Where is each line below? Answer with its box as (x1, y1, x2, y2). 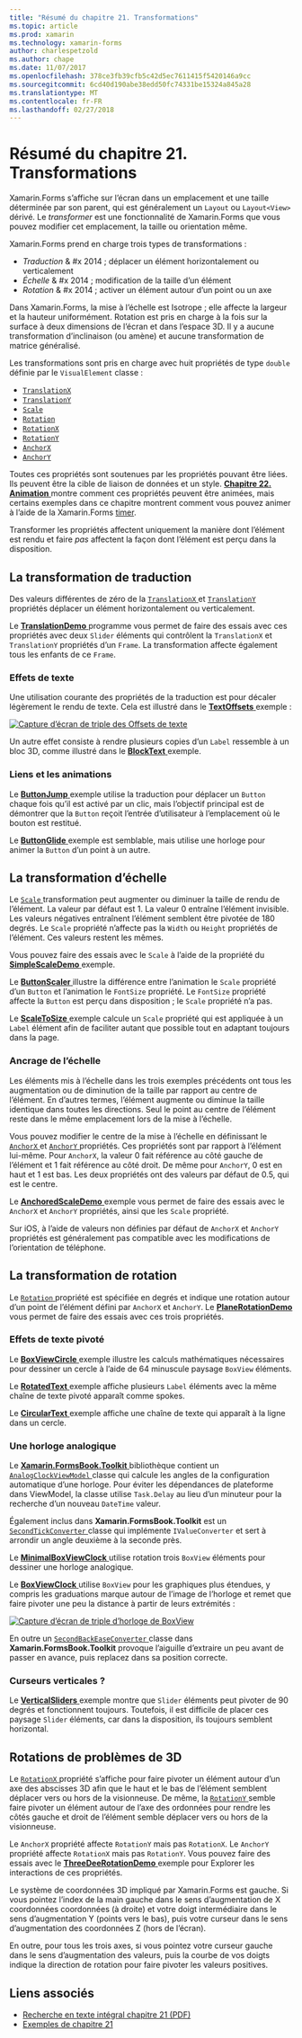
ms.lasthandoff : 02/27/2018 (9, 105, 115, 114)
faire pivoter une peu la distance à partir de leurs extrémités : (9, 1599, 235, 1609)
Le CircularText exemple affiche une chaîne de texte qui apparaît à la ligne (9, 1407, 286, 1418)
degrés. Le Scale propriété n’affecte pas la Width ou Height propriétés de (9, 923, 279, 934)
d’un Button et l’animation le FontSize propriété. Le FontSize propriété (9, 986, 267, 997)
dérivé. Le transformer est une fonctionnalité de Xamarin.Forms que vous (9, 212, 280, 223)
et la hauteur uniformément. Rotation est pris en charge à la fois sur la (9, 312, 268, 323)
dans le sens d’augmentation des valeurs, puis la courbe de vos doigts (9, 1950, 271, 1961)
